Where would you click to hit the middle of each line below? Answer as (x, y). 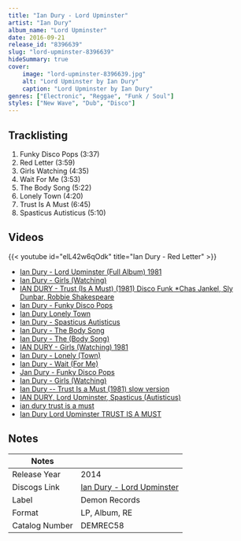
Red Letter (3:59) (47, 162)
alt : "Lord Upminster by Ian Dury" (81, 81)
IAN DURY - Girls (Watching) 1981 (74, 346)
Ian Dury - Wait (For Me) (59, 364)
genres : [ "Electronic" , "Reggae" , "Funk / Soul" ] (91, 96)
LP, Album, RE (106, 513)
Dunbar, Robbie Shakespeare (67, 297)
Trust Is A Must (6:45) (55, 204)
